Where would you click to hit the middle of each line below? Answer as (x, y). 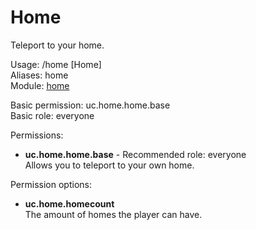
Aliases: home (39, 75)
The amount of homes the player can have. (113, 214)
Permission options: (51, 184)
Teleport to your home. (57, 45)
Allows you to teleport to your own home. (109, 165)
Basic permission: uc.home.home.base (90, 105)
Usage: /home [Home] (56, 64)
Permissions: (37, 135)
